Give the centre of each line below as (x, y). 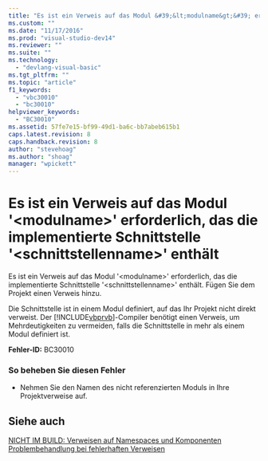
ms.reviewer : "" (35, 45)
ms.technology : (33, 61)
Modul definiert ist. (39, 334)
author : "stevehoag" (43, 149)
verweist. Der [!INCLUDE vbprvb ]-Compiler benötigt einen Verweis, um (124, 317)
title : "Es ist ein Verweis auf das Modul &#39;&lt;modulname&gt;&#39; (130, 16)
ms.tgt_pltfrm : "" (39, 75)
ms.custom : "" (32, 23)
